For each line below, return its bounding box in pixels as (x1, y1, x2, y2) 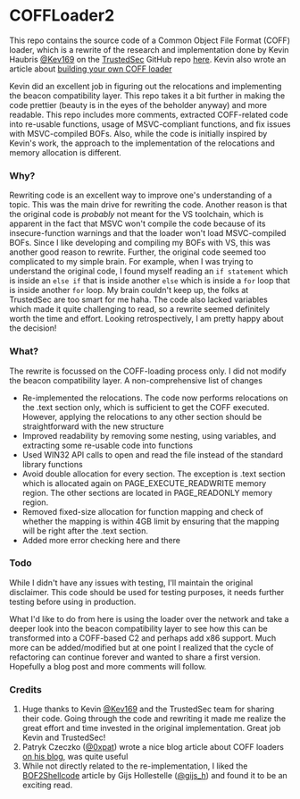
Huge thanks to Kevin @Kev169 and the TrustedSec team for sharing (21, 703, 275, 715)
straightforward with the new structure (21, 421, 164, 432)
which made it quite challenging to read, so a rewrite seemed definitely (9, 304, 271, 315)
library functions (21, 458, 83, 469)
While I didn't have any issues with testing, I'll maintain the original (9, 577, 254, 588)
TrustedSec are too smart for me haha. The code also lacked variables (9, 294, 268, 305)
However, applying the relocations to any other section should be (21, 411, 262, 422)
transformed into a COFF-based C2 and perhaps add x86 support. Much (9, 632, 277, 643)
